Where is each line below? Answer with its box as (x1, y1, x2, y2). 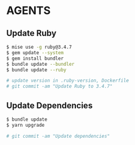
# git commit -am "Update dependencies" (6, 133, 111, 139)
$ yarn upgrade (6, 122, 45, 128)
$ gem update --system (6, 49, 64, 55)
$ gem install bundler (6, 55, 64, 62)
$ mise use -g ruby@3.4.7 (6, 44, 72, 50)
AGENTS (6, 4, 50, 18)
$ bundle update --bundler (6, 61, 75, 67)
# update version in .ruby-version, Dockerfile (6, 77, 130, 84)
